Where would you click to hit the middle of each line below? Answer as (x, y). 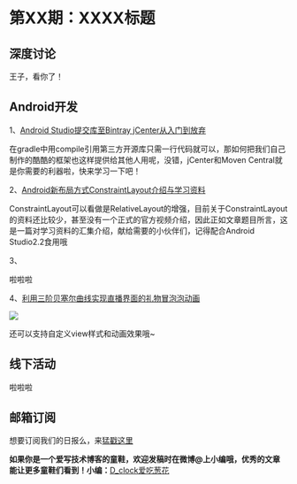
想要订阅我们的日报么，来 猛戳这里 (71, 441)
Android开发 (43, 107)
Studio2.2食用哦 (38, 242)
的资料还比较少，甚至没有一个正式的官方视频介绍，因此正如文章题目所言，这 (148, 219)
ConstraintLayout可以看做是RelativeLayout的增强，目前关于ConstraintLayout (148, 208)
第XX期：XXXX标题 (83, 18)
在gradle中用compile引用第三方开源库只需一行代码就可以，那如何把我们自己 (148, 149)
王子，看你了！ (36, 77)
